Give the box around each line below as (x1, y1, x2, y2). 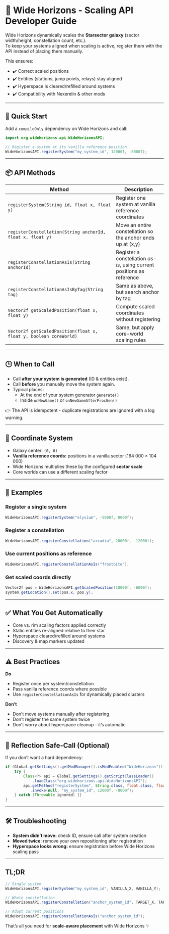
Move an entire (116, 222, 151, 229)
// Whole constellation (5, 895, 55, 900)
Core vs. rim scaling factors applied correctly (12, 622, 107, 628)
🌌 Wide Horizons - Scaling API (5, 5, 134, 16)
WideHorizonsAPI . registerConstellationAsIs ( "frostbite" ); (5, 562, 129, 567)
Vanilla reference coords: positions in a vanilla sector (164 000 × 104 (12, 452, 157, 459)
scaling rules (116, 337, 146, 344)
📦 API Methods (5, 168, 56, 177)
